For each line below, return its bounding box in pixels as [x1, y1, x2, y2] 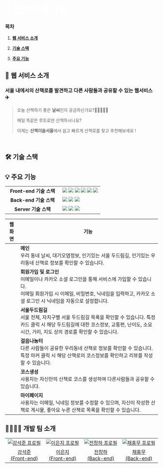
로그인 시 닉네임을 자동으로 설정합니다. [26, 297, 109, 304]
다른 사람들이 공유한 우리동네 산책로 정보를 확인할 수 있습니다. [20, 344, 153, 351]
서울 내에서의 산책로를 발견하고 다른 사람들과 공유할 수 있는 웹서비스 [5, 87, 153, 94]
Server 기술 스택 [14, 206, 51, 213]
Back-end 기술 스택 [10, 197, 55, 203]
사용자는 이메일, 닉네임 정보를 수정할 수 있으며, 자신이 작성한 [20, 399, 150, 406]
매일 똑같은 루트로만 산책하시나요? [16, 118, 81, 124]
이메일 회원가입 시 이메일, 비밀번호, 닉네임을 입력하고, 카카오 [20, 290, 150, 297]
